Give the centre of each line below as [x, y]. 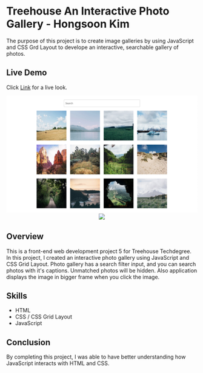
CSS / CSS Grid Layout [44, 317]
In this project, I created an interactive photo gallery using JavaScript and [98, 257]
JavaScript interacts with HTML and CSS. [58, 363]
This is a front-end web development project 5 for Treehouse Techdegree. [99, 251]
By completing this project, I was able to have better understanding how [96, 357]
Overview [25, 236]
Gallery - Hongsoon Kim [68, 24]
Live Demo [27, 73]
